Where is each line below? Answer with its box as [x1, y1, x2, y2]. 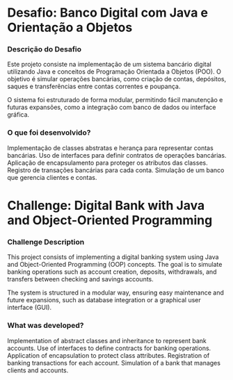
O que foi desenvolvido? [7, 128, 91, 138]
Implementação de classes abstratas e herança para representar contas [7, 144, 214, 152]
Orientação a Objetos [7, 19, 133, 35]
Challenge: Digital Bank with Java [7, 197, 205, 213]
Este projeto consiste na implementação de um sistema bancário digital [7, 60, 212, 69]
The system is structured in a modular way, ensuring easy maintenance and [7, 288, 225, 297]
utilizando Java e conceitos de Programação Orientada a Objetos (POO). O [7, 67, 221, 76]
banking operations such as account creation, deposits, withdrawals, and [7, 267, 217, 276]
